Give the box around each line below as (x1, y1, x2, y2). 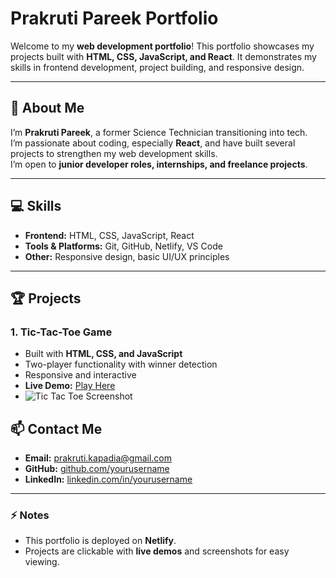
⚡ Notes (10, 508, 50, 522)
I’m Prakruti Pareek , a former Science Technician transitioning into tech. (10, 126, 308, 138)
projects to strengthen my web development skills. (10, 147, 218, 159)
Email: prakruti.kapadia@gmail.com (24, 452, 172, 464)
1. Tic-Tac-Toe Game (10, 325, 113, 339)
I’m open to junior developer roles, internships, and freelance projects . (10, 158, 308, 170)
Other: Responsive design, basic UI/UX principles (24, 250, 230, 262)
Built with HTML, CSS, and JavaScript (24, 348, 183, 360)
